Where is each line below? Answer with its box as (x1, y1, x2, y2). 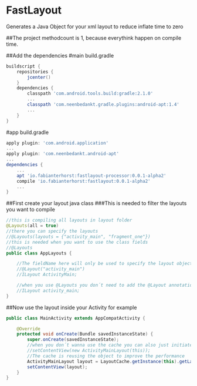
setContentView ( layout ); (27, 364, 88, 370)
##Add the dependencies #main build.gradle (6, 52, 114, 59)
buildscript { (6, 63, 41, 69)
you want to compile (6, 206, 56, 213)
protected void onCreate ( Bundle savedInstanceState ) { (16, 331, 154, 337)
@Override (16, 325, 41, 332)
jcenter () (27, 74, 51, 80)
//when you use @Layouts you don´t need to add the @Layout (16, 283, 167, 288)
